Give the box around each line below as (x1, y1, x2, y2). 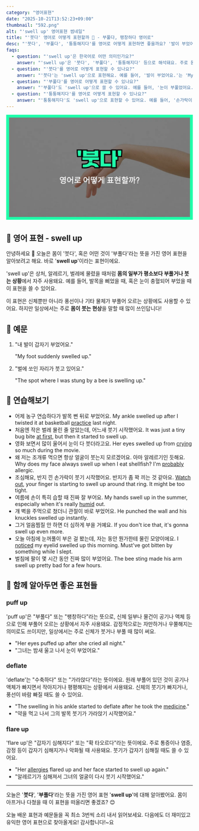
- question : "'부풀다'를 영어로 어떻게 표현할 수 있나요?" (11, 78, 139, 84)
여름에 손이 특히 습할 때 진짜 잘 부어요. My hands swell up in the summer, (14, 494, 188, 501)
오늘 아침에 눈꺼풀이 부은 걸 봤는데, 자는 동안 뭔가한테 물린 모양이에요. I (14, 535, 179, 542)
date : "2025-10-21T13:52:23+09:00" (6, 15, 94, 22)
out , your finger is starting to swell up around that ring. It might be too (14, 480, 185, 487)
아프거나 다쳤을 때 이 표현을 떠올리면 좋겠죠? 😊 (6, 799, 115, 806)
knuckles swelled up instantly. (14, 514, 88, 521)
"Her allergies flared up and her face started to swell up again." (14, 766, 169, 773)
